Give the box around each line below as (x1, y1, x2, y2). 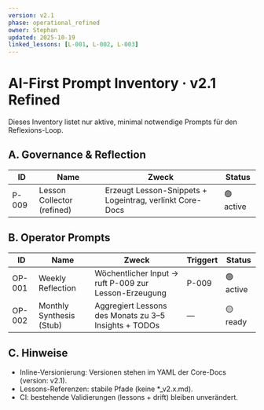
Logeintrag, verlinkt (104, 194, 177, 205)
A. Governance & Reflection (8, 148, 147, 162)
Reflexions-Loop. (8, 126, 64, 135)
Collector (38, 194, 73, 205)
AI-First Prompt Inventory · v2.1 (8, 75, 216, 93)
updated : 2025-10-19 (8, 33, 76, 42)
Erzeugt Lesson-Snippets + (104, 185, 208, 196)
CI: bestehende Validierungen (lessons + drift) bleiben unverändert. (19, 392, 238, 401)
